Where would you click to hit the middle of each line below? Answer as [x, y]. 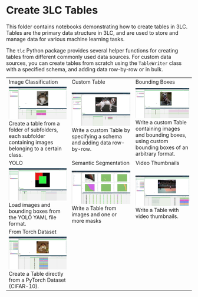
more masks [87, 221]
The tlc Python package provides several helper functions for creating [92, 50]
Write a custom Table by [101, 130]
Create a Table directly [36, 273]
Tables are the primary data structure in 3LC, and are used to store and [92, 32]
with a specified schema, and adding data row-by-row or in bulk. [85, 69]
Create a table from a [34, 124]
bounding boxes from [34, 211]
